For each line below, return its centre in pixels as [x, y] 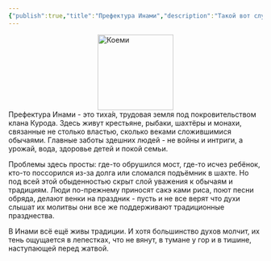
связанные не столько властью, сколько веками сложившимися [120, 131]
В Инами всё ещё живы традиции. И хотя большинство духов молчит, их [134, 231]
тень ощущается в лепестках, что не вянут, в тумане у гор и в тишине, [130, 239]
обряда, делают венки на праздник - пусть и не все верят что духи [124, 198]
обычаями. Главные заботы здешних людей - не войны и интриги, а [126, 140]
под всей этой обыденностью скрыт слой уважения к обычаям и [121, 181]
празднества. [31, 215]
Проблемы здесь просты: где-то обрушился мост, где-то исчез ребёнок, [134, 164]
